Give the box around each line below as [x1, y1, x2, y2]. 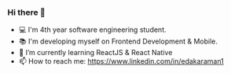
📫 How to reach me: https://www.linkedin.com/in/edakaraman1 [18, 57, 225, 66]
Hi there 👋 [7, 7, 46, 18]
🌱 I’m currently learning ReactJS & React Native [18, 48, 173, 57]
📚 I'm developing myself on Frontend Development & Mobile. [18, 36, 218, 46]
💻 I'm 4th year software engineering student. [18, 25, 167, 34]
